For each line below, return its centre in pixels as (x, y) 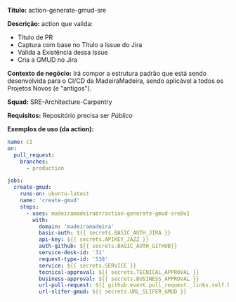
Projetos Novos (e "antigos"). (50, 88)
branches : (34, 162)
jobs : (15, 181)
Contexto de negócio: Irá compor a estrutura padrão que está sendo (107, 73)
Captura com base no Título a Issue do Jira (80, 45)
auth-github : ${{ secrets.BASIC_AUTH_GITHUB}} (108, 246)
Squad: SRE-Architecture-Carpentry (60, 102)
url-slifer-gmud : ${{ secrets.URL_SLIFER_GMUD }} (113, 292)
